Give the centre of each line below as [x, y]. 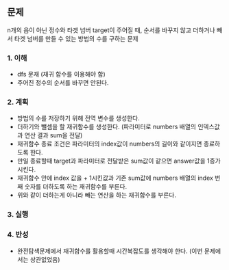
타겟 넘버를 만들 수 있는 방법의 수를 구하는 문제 [76, 38]
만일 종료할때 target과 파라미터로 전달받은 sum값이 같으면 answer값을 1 [113, 161]
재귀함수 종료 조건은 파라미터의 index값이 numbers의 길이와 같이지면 [109, 144]
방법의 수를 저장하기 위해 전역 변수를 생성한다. [79, 118]
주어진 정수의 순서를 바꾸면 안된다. [63, 83]
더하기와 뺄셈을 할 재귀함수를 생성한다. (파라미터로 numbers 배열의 [107, 127]
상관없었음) [45, 259]
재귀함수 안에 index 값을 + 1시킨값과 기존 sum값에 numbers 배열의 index [115, 178]
